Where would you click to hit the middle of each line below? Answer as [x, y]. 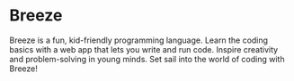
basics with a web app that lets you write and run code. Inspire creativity [144, 49]
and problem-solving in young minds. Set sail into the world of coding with [147, 59]
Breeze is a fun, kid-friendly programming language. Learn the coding [138, 40]
